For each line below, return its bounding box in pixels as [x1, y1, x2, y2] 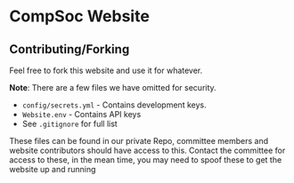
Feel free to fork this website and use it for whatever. [9, 65, 203, 76]
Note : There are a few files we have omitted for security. [9, 83, 216, 92]
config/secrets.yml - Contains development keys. [21, 99, 207, 110]
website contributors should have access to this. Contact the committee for [9, 145, 286, 155]
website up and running [9, 164, 96, 174]
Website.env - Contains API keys [21, 109, 142, 119]
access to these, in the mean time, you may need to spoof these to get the [9, 155, 282, 165]
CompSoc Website [9, 6, 150, 27]
